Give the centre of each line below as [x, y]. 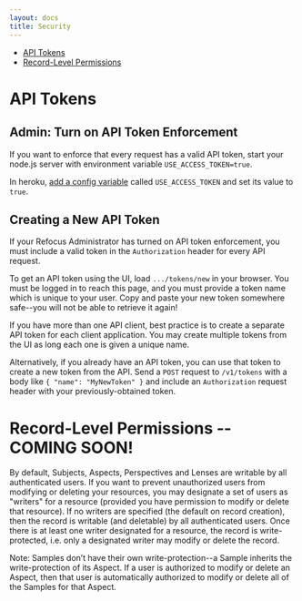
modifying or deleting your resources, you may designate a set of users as [149, 492]
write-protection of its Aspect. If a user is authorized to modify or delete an [150, 568]
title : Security [40, 26]
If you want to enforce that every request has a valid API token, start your [146, 154]
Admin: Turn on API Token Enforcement [124, 132]
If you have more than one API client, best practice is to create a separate [147, 325]
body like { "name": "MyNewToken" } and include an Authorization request [148, 382]
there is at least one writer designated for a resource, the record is [134, 531]
